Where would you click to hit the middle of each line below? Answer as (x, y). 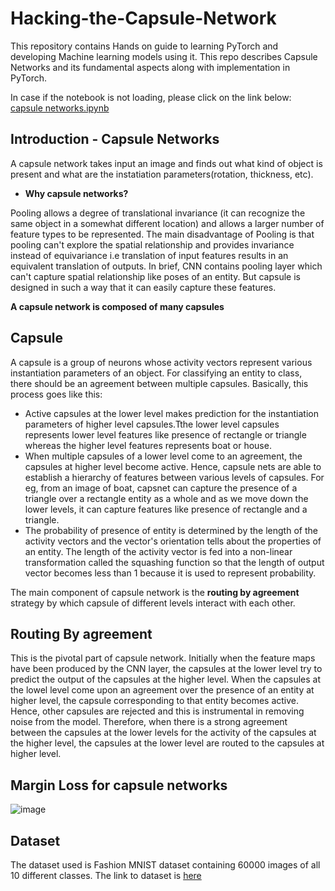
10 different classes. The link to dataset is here (106, 875)
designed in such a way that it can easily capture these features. (143, 287)
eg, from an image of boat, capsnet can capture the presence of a (161, 488)
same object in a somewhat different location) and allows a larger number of (167, 223)
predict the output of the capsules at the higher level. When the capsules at (166, 679)
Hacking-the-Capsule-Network (143, 18)
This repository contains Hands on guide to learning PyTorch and (144, 46)
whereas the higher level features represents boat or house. (148, 445)
